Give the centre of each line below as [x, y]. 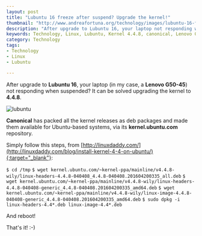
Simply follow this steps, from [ [44, 145]
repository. [20, 133]
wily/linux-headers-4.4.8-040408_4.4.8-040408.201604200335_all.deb [94, 176]
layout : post [23, 12]
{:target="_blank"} [29, 157]
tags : [13, 46]
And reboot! [21, 216]
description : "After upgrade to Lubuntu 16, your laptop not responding [99, 29]
